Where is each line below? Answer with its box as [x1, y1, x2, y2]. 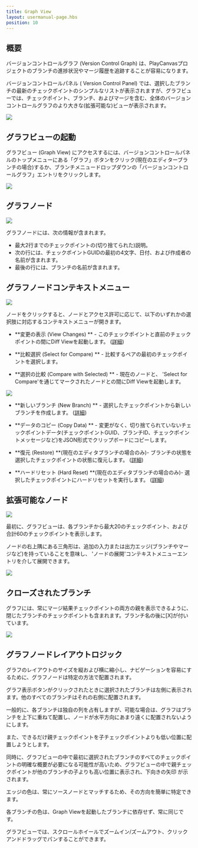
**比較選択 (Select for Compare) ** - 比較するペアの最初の [14, 350, 157, 358]
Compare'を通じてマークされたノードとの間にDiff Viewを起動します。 [14, 378, 184, 385]
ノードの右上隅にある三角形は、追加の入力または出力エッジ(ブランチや [6, 543, 179, 550]
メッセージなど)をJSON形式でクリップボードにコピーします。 [19, 436, 170, 444]
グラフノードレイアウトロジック [6, 649, 123, 659]
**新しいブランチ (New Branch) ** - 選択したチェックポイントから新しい [14, 402, 191, 409]
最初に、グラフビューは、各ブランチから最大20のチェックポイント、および [6, 523, 188, 530]
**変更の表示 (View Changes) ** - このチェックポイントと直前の [14, 331, 171, 338]
